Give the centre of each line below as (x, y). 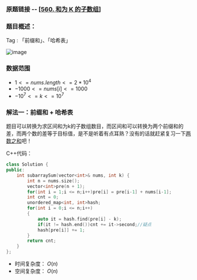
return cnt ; (42, 241)
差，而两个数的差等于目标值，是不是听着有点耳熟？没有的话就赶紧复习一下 (96, 134)
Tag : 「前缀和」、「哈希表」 (39, 41)
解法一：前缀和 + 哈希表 (40, 112)
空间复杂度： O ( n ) (36, 271)
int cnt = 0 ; (43, 197)
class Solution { (27, 165)
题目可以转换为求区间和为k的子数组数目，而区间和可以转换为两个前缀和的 (95, 126)
